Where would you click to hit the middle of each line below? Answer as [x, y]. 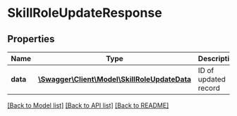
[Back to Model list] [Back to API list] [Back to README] [88, 105]
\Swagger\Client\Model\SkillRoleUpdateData [115, 79]
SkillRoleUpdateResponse [85, 13]
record [209, 88]
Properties [31, 39]
